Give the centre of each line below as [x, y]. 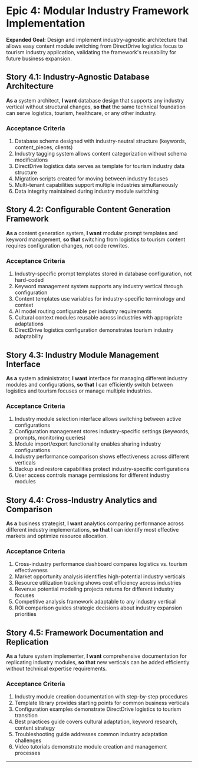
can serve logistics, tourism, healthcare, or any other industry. [82, 113]
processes [27, 753]
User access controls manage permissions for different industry [92, 475]
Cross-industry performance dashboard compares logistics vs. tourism [101, 564]
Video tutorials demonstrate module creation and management [90, 747]
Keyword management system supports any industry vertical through [99, 286]
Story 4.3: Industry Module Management [82, 355]
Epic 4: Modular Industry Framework [98, 11]
